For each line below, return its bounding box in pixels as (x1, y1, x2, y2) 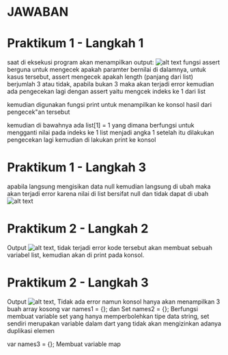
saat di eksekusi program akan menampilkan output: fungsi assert (7, 58, 220, 66)
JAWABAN (7, 4, 69, 20)
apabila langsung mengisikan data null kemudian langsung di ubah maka (7, 182, 211, 191)
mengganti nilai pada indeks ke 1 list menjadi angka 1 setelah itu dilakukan (7, 128, 214, 137)
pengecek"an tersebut (7, 108, 70, 117)
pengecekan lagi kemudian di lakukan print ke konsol (7, 136, 156, 144)
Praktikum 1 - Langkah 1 (7, 36, 144, 51)
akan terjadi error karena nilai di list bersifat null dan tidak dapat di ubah (7, 190, 209, 198)
